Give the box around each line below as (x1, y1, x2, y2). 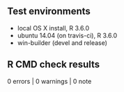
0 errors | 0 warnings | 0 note (7, 77, 92, 85)
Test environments (7, 6, 91, 17)
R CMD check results (7, 59, 100, 71)
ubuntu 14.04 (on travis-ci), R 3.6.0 (17, 31, 118, 39)
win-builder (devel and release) (17, 38, 108, 47)
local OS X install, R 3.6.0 (17, 24, 90, 32)
